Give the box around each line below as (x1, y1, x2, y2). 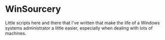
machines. (5, 30, 26, 36)
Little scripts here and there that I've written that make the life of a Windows (5, 20, 160, 26)
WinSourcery (5, 3, 61, 15)
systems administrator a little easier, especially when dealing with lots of (5, 25, 153, 31)
